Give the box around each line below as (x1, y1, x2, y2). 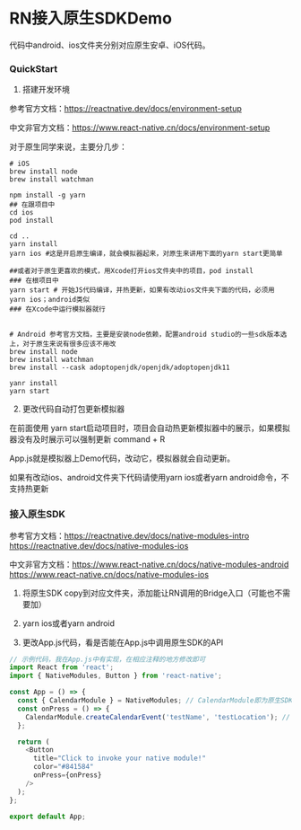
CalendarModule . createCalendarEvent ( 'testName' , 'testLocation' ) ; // (25, 712, 291, 721)
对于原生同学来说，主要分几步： (9, 141, 127, 153)
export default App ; (9, 812, 87, 821)
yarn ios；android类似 (9, 296, 90, 305)
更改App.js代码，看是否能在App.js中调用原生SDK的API (21, 637, 224, 648)
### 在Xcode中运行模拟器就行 (9, 305, 106, 314)
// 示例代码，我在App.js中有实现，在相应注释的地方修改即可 (9, 655, 206, 664)
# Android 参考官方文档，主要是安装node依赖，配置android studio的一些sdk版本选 (9, 330, 288, 340)
